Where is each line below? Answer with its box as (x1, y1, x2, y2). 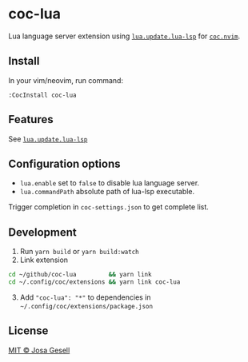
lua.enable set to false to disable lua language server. (19, 178, 200, 188)
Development (8, 225, 78, 239)
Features (8, 113, 54, 126)
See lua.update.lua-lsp (8, 133, 88, 144)
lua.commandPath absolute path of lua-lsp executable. (19, 187, 194, 197)
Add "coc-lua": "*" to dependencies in (19, 292, 151, 302)
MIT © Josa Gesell (8, 345, 70, 355)
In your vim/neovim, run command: (8, 75, 124, 85)
